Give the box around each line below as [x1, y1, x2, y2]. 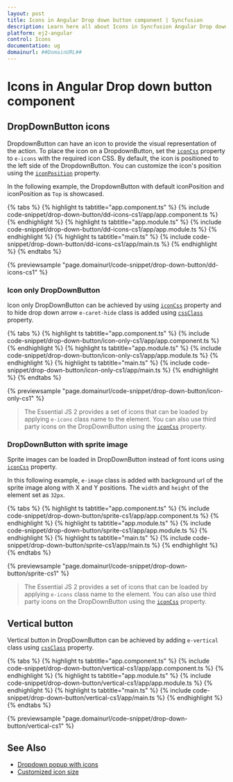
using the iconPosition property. [7, 168, 101, 177]
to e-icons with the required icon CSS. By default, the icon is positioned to [7, 154, 219, 162]
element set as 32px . [7, 491, 65, 499]
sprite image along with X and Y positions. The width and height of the [7, 483, 209, 492]
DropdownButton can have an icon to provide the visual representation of [7, 139, 217, 148]
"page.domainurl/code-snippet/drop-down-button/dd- [62, 261, 218, 269]
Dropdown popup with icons [17, 761, 98, 769]
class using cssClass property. [7, 643, 94, 652]
